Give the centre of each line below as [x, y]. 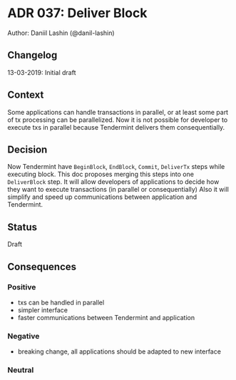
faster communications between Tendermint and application [106, 317]
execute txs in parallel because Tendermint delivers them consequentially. [116, 127]
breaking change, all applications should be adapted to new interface [119, 351]
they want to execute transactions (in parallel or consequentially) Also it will [118, 190]
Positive [22, 287]
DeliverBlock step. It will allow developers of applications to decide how [113, 182]
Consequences [42, 266]
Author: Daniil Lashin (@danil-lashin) [61, 33]
